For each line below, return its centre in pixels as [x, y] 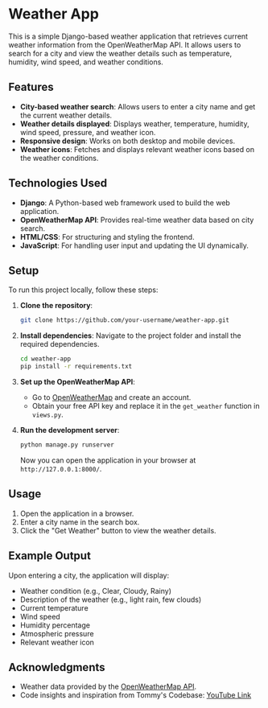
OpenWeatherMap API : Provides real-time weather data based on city [137, 220]
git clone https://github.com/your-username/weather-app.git [125, 320]
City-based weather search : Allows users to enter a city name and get [138, 106]
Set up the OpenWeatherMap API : [77, 382]
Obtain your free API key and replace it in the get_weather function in [146, 406]
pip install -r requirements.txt [76, 367]
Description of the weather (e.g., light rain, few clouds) [111, 599]
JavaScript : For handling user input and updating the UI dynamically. [134, 245]
